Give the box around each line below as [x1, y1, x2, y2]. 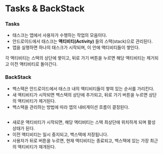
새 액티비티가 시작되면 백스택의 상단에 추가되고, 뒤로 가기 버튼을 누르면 [12, 92, 148, 97]
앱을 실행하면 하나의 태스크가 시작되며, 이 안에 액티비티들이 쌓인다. [12, 45, 140, 51]
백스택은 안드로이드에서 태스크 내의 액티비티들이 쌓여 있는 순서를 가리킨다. [12, 86, 155, 92]
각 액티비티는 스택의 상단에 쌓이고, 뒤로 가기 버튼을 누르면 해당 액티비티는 [5, 55, 146, 61]
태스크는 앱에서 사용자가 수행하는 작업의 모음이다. [12, 32, 107, 38]
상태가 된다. [12, 125, 35, 131]
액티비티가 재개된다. [17, 144, 56, 150]
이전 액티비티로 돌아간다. [10, 61, 58, 67]
